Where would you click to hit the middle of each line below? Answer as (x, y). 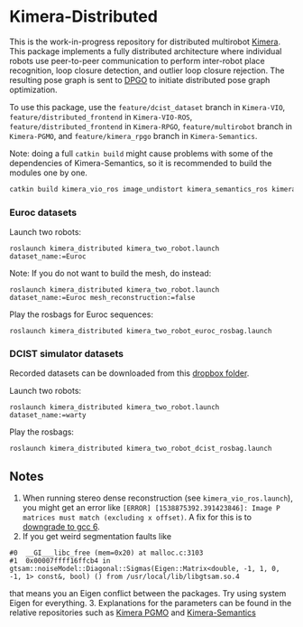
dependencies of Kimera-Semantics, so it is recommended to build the (141, 163)
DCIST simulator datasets (67, 354)
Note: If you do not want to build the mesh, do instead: (110, 274)
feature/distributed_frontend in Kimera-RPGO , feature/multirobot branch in (151, 126)
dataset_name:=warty (48, 416)
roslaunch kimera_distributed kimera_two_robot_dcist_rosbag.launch (141, 449)
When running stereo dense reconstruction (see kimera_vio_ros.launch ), (157, 498)
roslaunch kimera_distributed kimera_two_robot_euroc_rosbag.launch (141, 332)
